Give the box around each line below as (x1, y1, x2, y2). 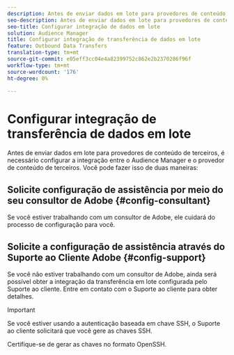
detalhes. (7, 292, 34, 300)
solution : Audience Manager (7, 29, 89, 37)
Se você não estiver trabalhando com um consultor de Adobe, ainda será (7, 269, 217, 278)
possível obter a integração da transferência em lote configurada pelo (7, 277, 208, 285)
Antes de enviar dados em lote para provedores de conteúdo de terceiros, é (7, 149, 225, 157)
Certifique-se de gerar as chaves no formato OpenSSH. (7, 340, 167, 348)
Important (7, 306, 36, 314)
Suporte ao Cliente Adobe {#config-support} (7, 251, 207, 263)
